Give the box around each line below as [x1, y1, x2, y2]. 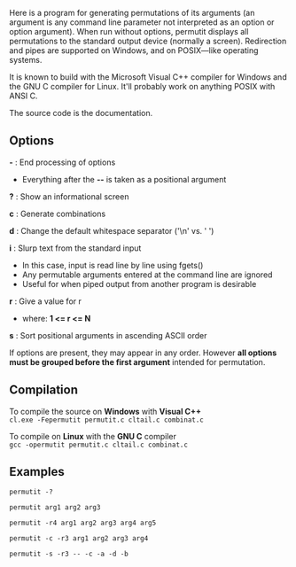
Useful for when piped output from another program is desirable [21, 278, 257, 289]
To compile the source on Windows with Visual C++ [9, 406, 202, 416]
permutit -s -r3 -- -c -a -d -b [9, 549, 129, 559]
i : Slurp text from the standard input [9, 243, 142, 253]
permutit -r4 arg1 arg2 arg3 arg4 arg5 [9, 518, 157, 528]
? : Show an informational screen [9, 190, 129, 202]
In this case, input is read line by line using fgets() [21, 260, 204, 270]
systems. [9, 55, 43, 65]
